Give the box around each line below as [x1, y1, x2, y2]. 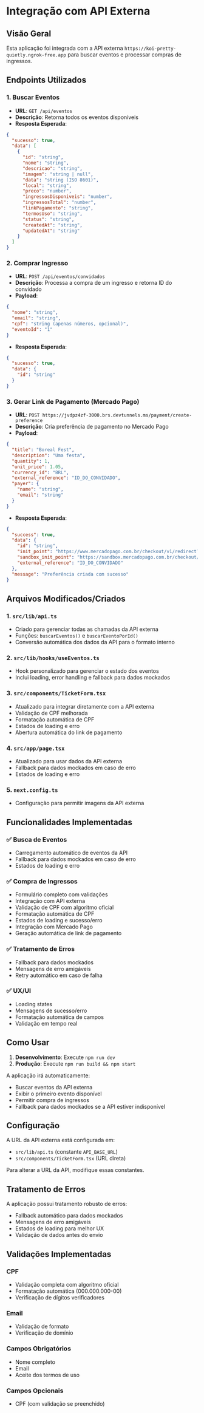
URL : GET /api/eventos [15, 107, 73, 114]
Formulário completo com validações [15, 891, 108, 898]
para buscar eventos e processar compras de [67, 51, 182, 58]
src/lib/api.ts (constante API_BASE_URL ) [15, 1148, 118, 1156]
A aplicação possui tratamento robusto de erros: [6, 1200, 127, 1208]
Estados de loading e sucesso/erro [15, 917, 103, 924]
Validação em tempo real [15, 1020, 78, 1027]
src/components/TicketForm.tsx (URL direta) [15, 1155, 126, 1162]
